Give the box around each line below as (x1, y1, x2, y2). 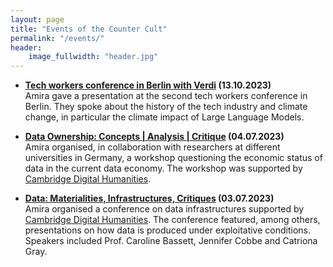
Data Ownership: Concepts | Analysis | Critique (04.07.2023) (24, 131, 285, 143)
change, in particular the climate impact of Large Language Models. (24, 111, 305, 123)
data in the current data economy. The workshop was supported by (24, 162, 303, 175)
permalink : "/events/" (10, 33, 105, 43)
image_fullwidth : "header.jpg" (28, 52, 159, 62)
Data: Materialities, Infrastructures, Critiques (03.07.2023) (24, 192, 275, 205)
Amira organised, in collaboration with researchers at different (24, 141, 281, 153)
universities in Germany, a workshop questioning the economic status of (24, 152, 323, 164)
